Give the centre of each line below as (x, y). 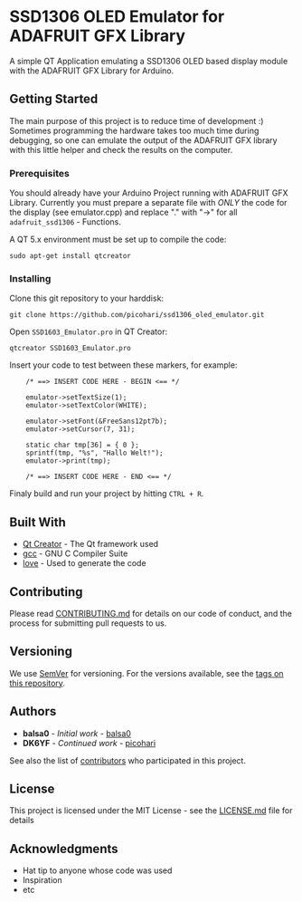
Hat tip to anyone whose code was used (97, 870)
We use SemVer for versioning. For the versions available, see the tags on (146, 673)
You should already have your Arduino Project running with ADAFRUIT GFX (149, 193)
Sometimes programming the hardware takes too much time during (134, 130)
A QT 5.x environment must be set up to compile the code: (118, 240)
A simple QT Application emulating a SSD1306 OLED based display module (149, 61)
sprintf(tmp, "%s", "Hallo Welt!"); (95, 453)
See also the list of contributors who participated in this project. (128, 760)
